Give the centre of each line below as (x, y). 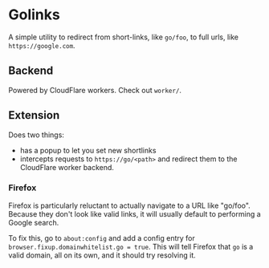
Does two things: (36, 135)
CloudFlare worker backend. (67, 167)
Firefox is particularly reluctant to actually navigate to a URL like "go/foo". (129, 205)
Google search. (34, 222)
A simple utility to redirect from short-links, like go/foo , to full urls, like (124, 37)
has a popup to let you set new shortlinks (88, 150)
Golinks (34, 15)
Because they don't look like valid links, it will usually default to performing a (134, 213)
